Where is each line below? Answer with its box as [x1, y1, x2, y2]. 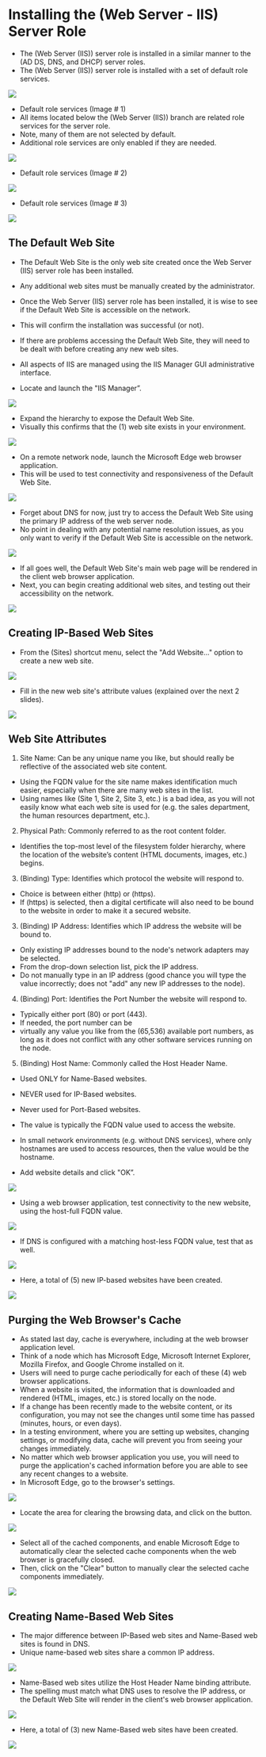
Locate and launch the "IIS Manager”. [19, 383, 142, 393]
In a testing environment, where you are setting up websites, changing [19, 1427, 249, 1437]
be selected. [19, 953, 61, 963]
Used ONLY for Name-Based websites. [19, 1074, 147, 1084]
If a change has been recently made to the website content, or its [19, 1402, 233, 1411]
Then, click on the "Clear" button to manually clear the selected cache [19, 1563, 249, 1573]
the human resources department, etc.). [19, 811, 150, 820]
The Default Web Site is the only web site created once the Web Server [19, 257, 252, 267]
